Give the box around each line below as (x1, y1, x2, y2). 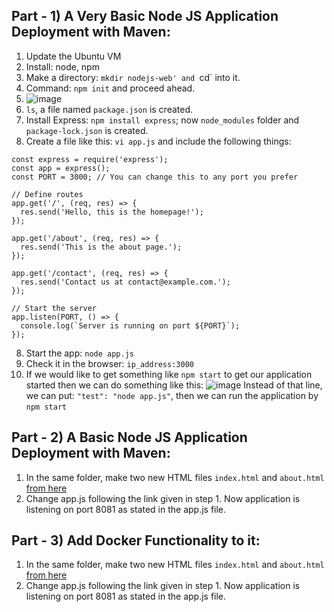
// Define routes (11, 189, 84, 199)
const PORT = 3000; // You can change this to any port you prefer (11, 172, 299, 182)
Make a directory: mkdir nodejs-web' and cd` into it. (25, 71, 241, 83)
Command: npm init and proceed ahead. (25, 82, 196, 94)
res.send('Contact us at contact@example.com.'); (20, 277, 231, 287)
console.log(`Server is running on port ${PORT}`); (20, 320, 241, 331)
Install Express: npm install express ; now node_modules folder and (25, 114, 300, 126)
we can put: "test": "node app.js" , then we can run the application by (25, 389, 319, 401)
